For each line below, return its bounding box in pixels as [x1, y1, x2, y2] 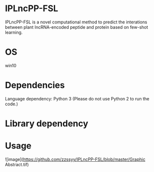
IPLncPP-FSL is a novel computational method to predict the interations [5, 19, 148, 25]
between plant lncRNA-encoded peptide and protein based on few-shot [5, 24, 149, 30]
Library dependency [5, 118, 89, 129]
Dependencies [5, 80, 65, 91]
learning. [5, 29, 23, 35]
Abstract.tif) [5, 161, 29, 167]
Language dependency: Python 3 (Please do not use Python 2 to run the [5, 96, 150, 101]
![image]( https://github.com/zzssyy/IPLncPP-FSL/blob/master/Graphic [5, 156, 146, 162]
